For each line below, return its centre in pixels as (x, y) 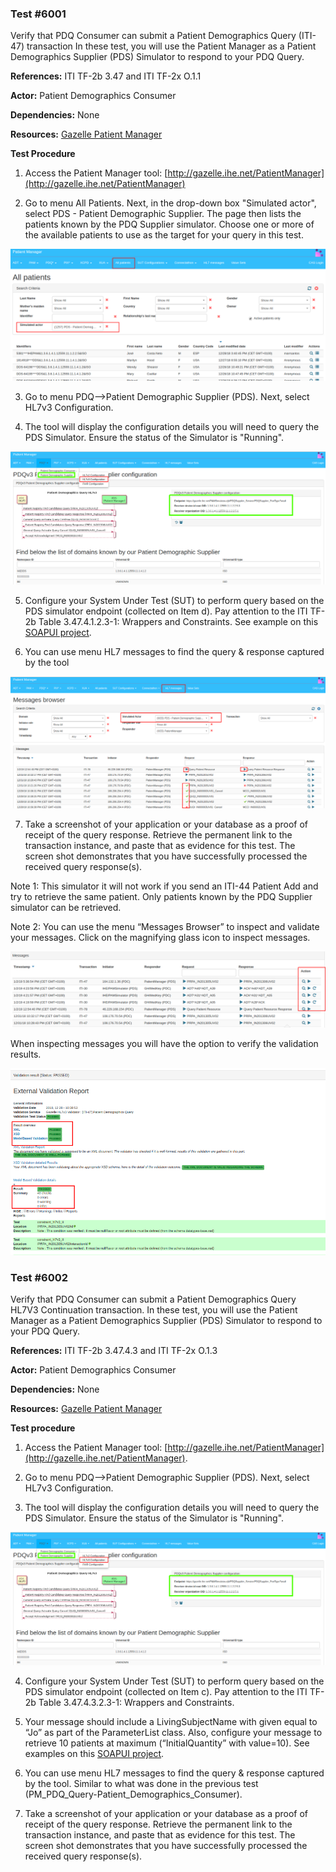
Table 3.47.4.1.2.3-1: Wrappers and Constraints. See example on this (178, 622)
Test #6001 (38, 14)
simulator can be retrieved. (66, 908)
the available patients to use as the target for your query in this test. (164, 235)
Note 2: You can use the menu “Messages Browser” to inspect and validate (165, 927)
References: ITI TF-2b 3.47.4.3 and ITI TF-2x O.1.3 (114, 1351)
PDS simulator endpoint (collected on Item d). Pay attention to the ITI (166, 611)
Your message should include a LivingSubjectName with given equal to (171, 1722)
